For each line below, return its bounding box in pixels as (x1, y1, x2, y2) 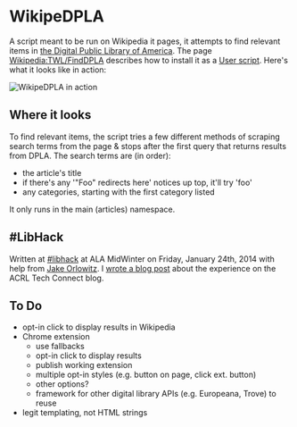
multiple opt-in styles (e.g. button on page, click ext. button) (35, 369, 257, 381)
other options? (35, 379, 89, 389)
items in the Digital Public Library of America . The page (9, 45, 212, 55)
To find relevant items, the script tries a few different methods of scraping (9, 131, 281, 142)
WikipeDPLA (9, 6, 104, 27)
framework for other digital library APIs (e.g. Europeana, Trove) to (35, 389, 276, 399)
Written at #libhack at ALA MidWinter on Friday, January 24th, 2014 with (9, 253, 275, 264)
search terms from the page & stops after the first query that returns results (9, 140, 287, 151)
